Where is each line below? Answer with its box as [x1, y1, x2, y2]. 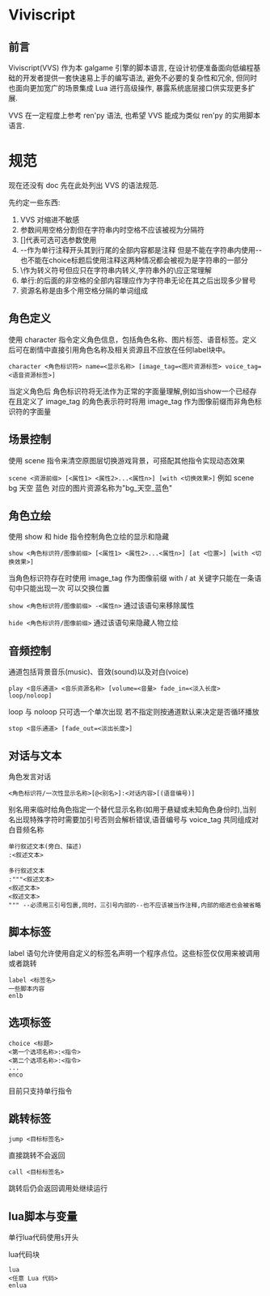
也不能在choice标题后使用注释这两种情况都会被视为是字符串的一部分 [19, 255, 249, 265]
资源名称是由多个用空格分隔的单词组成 [19, 285, 148, 295]
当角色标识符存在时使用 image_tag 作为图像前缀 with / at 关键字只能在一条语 [8, 573, 262, 583]
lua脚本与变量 [8, 1209, 78, 1223]
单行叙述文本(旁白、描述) [8, 842, 82, 850]
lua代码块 [8, 1250, 40, 1260]
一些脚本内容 [8, 984, 45, 993]
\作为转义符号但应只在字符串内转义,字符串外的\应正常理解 [19, 265, 212, 275]
